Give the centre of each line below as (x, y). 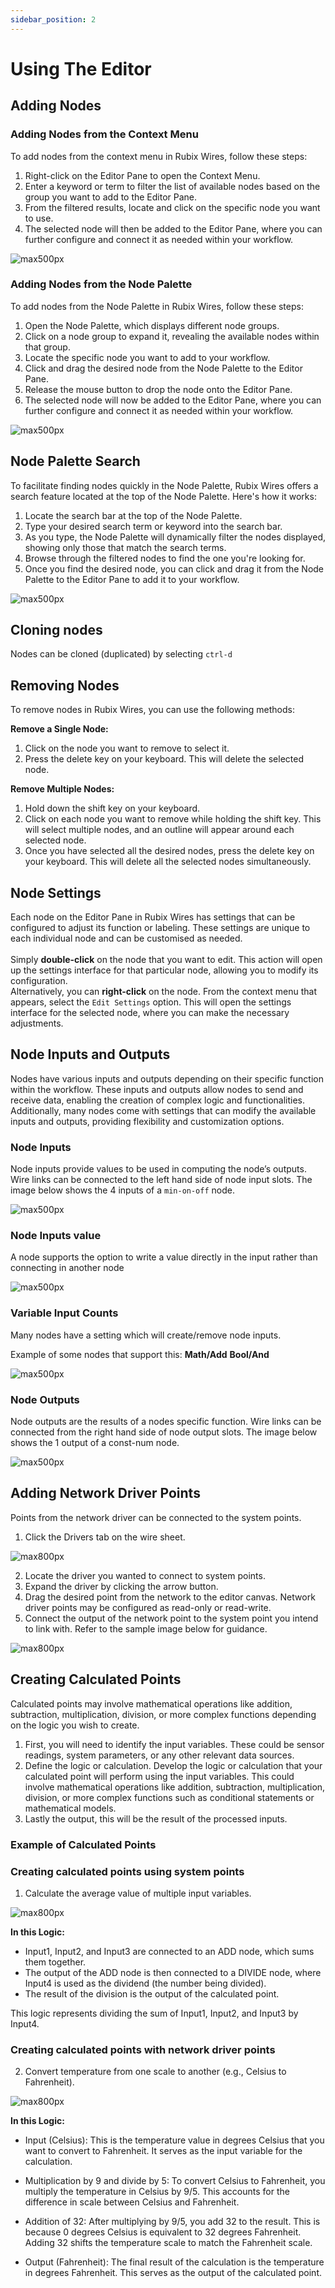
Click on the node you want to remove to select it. (127, 748)
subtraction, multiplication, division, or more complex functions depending (163, 1714)
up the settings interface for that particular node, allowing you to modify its (164, 970)
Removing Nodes (65, 685)
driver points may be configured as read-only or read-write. (148, 1607)
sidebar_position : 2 (53, 19)
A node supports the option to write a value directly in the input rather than (164, 1257)
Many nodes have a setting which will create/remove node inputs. (146, 1335)
